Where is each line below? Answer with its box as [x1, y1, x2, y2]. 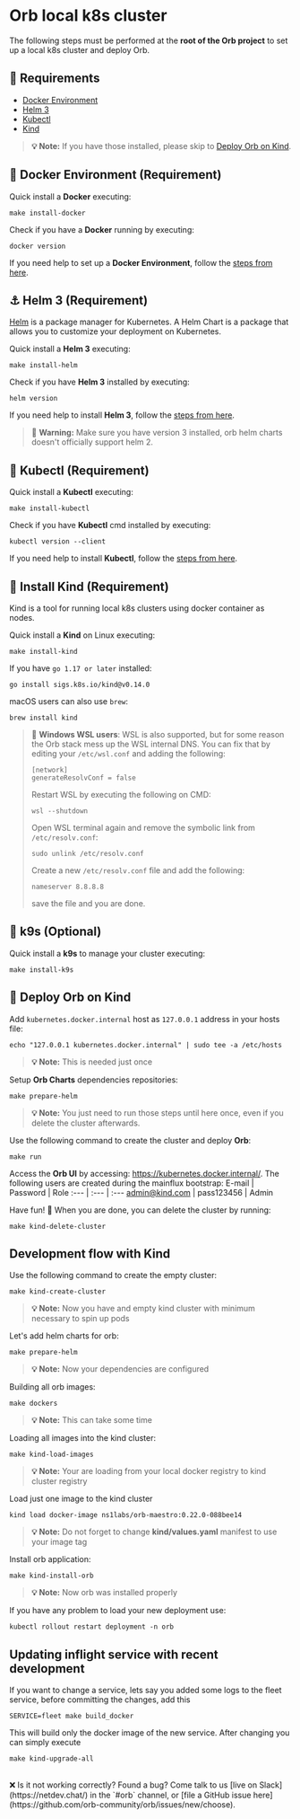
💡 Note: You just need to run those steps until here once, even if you [30, 1107, 284, 1118]
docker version [9, 242, 66, 251]
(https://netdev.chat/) [9, 1789, 89, 1801]
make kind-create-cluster [9, 1287, 106, 1296]
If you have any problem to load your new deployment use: [9, 1605, 227, 1616]
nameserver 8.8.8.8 [30, 882, 105, 891]
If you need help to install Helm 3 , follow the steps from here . [9, 410, 236, 420]
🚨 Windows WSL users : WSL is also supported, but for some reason [30, 729, 285, 739]
